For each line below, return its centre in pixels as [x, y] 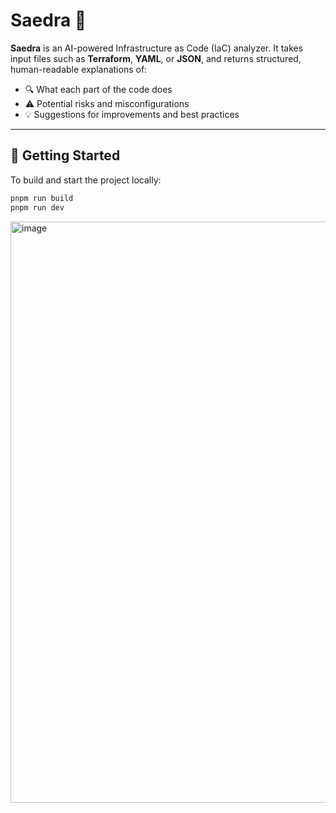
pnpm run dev [37, 207]
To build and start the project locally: [86, 180]
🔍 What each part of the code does [98, 89]
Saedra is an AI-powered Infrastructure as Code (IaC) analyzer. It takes [157, 48]
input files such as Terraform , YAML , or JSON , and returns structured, [156, 58]
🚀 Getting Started [65, 155]
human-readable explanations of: [79, 69]
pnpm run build [42, 198]
